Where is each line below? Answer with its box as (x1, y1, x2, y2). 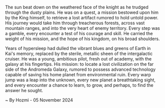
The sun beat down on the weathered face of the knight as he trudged (5, 4, 149, 10)
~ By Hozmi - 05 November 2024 (5, 97, 73, 103)
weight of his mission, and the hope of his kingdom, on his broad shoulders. (5, 36, 160, 42)
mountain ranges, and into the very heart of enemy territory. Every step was (5, 25, 160, 31)
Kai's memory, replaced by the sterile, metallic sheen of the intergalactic (5, 51, 153, 56)
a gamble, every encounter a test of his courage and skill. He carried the (5, 31, 153, 36)
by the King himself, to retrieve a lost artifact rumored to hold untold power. (5, 15, 159, 20)
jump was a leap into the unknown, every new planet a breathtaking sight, (5, 77, 156, 83)
